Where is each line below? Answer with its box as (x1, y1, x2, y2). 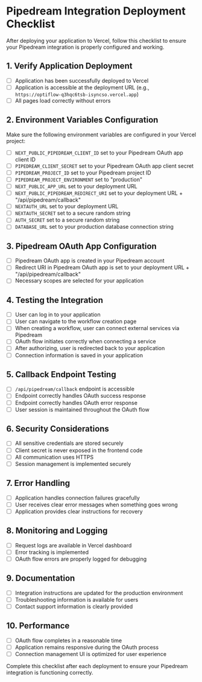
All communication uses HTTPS (14, 453, 94, 461)
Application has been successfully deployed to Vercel (14, 77, 149, 84)
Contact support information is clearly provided (14, 602, 133, 610)
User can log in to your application (14, 311, 101, 318)
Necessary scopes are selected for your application (14, 277, 144, 284)
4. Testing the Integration (6, 295, 104, 305)
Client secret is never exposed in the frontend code (14, 447, 143, 454)
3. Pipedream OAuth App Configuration (6, 241, 157, 251)
